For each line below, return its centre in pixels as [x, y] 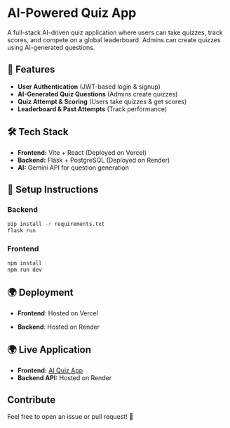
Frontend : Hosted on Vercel [57, 313]
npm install [25, 263]
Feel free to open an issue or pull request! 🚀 [70, 417]
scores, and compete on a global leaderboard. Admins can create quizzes [114, 39]
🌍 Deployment [40, 292]
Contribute [32, 400]
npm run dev [25, 270]
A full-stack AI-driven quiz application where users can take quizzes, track [115, 32]
